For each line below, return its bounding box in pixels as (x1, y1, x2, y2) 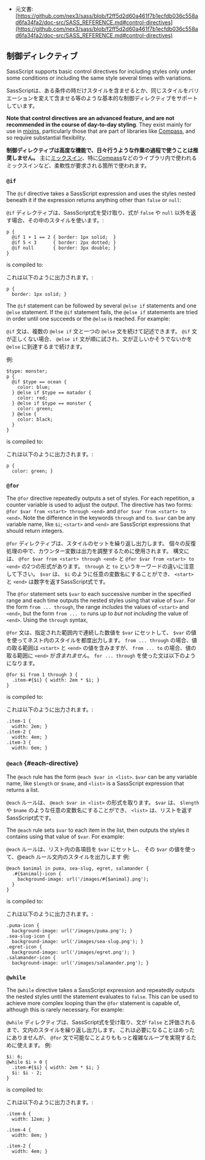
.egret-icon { (6, 944, 43, 950)
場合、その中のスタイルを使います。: (11, 217, 104, 224)
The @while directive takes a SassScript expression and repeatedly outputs (6, 987, 195, 993)
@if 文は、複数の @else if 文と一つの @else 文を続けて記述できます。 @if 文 (6, 328, 198, 335)
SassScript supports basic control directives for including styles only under (6, 67, 196, 75)
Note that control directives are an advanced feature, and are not (6, 114, 174, 121)
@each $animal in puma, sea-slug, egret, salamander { (6, 865, 149, 872)
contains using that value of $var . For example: (6, 832, 124, 840)
